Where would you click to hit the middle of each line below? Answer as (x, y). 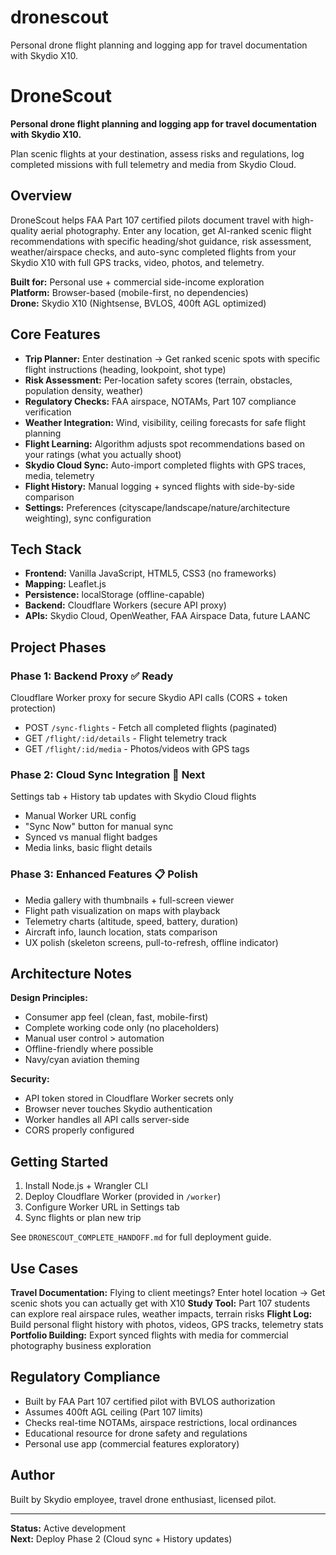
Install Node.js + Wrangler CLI (86, 1186)
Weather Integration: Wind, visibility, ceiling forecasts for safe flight (165, 422)
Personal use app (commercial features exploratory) (132, 1443)
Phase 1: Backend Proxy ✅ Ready (92, 676)
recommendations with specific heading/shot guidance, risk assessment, (161, 241)
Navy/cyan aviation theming (82, 1060)
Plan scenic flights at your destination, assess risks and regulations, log (157, 153)
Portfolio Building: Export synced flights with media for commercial (149, 1335)
